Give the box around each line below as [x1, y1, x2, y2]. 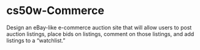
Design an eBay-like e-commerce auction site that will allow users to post [6, 24, 192, 31]
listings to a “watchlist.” [6, 37, 66, 44]
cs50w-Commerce [6, 4, 104, 18]
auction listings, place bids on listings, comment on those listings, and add [6, 30, 194, 37]
